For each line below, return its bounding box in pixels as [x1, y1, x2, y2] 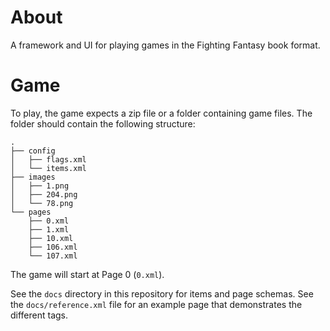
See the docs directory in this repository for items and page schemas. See [10, 287, 314, 300]
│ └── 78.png [10, 198, 74, 208]
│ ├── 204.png [10, 189, 78, 200]
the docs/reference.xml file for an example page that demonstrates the [10, 298, 303, 310]
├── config [10, 146, 56, 156]
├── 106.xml [28, 242, 78, 252]
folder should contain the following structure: [10, 117, 196, 130]
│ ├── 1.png [10, 181, 70, 191]
